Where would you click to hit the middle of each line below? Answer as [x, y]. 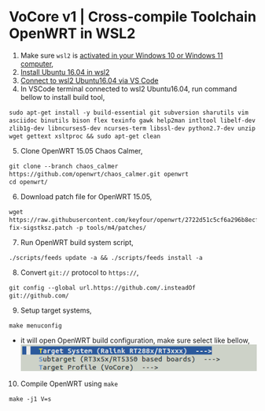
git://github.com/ [39, 295]
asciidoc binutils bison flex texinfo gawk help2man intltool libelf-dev [132, 120]
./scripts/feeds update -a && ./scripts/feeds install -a [106, 257]
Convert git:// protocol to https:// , [79, 272]
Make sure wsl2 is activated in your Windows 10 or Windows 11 [121, 55]
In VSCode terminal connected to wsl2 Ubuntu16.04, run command [129, 89]
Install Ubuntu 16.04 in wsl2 [65, 72]
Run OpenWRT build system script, [77, 242]
